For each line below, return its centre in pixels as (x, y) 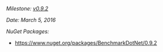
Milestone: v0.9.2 (27, 9)
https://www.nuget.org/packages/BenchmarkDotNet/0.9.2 (86, 43)
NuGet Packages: (28, 31)
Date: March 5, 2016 (31, 20)
